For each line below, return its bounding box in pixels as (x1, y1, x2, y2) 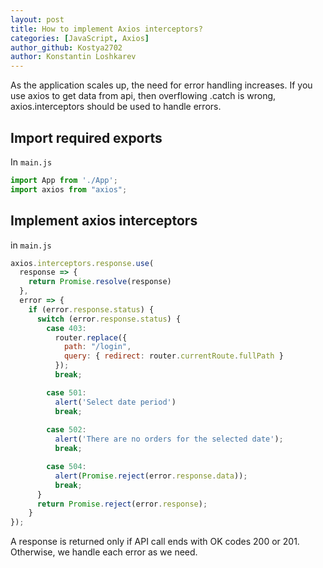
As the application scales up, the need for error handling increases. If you (10, 79, 313, 91)
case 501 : (46, 387, 87, 398)
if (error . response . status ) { (28, 304, 155, 315)
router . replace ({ (54, 332, 128, 343)
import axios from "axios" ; (10, 184, 128, 195)
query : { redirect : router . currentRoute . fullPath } (63, 351, 284, 361)
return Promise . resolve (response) (28, 277, 172, 287)
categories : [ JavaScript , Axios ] (10, 33, 150, 43)
